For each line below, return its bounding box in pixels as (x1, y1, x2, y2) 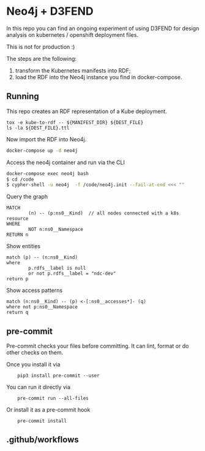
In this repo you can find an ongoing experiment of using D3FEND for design (6, 25, 199, 32)
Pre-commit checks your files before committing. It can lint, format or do (6, 342, 189, 350)
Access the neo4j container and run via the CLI (6, 159, 125, 166)
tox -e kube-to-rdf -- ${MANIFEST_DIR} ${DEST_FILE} (6, 119, 144, 125)
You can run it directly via (6, 383, 71, 391)
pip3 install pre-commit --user (17, 373, 100, 379)
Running (6, 91, 40, 102)
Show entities (6, 243, 41, 250)
